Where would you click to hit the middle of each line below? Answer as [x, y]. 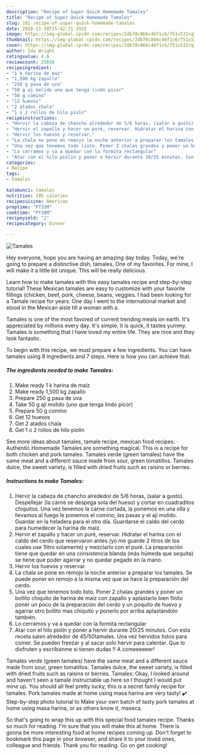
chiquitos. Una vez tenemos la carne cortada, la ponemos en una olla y [102, 509]
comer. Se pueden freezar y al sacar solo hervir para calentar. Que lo [100, 643]
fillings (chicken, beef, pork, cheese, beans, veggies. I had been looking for [99, 295]
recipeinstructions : [32, 118]
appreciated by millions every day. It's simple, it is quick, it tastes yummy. [97, 326]
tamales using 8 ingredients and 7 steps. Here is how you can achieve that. [99, 356]
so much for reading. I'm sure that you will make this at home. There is [93, 726]
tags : [13, 174]
